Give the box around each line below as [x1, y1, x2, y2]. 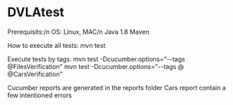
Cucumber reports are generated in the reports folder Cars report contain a [7, 83, 226, 92]
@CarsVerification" [7, 70, 64, 78]
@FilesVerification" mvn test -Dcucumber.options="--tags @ [7, 62, 184, 70]
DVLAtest [7, 4, 65, 20]
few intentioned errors [7, 91, 72, 99]
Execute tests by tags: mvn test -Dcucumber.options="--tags [7, 54, 186, 63]
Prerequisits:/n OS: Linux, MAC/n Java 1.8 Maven [7, 27, 150, 36]
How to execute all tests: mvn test [7, 41, 106, 49]
